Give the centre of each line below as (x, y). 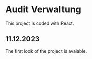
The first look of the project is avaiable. (46, 51)
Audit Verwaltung (43, 9)
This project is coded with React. (40, 23)
